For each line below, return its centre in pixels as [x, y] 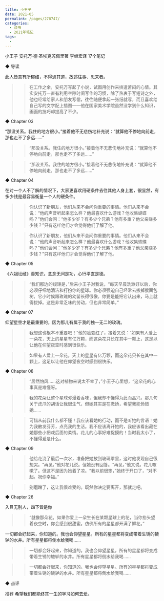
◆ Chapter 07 [19, 312]
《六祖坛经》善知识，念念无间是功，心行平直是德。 [56, 274]
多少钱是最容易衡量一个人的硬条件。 [41, 196]
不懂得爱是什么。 [46, 438]
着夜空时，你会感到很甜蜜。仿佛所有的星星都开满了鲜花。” [87, 523]
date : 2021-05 [20, 14]
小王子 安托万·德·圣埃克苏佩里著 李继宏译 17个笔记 [55, 56]
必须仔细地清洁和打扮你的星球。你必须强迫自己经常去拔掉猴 [89, 290]
